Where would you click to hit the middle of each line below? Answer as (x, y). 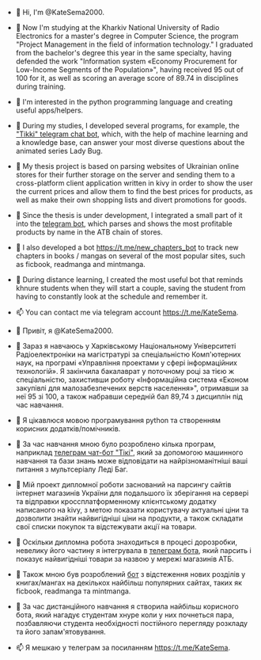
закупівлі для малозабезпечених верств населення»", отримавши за (132, 388)
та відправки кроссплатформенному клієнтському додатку (116, 502)
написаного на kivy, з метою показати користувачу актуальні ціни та (132, 510)
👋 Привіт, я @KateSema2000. (64, 330)
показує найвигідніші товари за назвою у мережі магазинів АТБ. (125, 559)
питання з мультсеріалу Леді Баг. (72, 469)
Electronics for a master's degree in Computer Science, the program (127, 36)
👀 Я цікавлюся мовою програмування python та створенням (118, 420)
